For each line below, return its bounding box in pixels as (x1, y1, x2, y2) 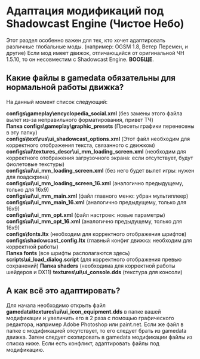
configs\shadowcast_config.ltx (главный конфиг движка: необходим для (6, 237, 192, 244)
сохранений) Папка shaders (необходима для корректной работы (6, 262, 176, 269)
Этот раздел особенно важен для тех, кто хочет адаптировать (6, 36, 166, 44)
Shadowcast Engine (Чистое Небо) (6, 17, 184, 30)
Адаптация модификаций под (6, 4, 164, 18)
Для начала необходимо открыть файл (6, 302, 106, 309)
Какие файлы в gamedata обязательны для (6, 73, 176, 83)
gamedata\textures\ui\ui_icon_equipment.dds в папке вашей (6, 308, 161, 315)
